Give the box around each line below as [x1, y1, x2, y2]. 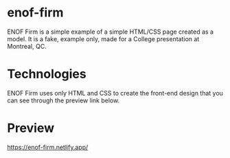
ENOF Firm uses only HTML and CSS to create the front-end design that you [7, 89, 223, 97]
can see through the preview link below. [7, 96, 120, 104]
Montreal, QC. [7, 42, 47, 50]
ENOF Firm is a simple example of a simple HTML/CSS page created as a [7, 27, 214, 36]
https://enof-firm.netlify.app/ [7, 143, 89, 151]
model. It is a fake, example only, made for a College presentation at [7, 34, 200, 43]
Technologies [7, 67, 87, 82]
